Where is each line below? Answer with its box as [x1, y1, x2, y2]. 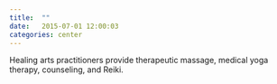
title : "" [9, 13, 51, 23]
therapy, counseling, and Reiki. [9, 64, 124, 75]
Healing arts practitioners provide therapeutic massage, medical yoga [9, 55, 269, 66]
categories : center [9, 30, 83, 39]
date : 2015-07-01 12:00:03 [9, 22, 119, 31]
